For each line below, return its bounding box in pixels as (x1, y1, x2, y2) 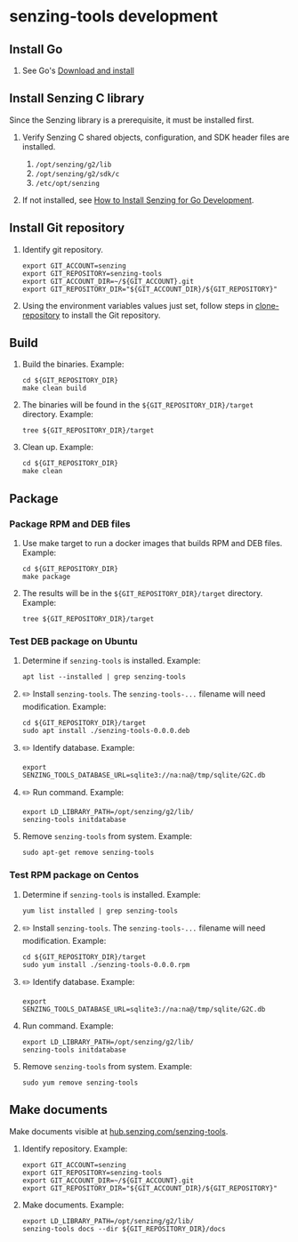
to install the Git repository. (61, 310, 161, 320)
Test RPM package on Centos (9, 869, 140, 882)
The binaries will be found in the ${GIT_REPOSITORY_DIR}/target (21, 399, 254, 410)
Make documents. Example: (21, 1199, 125, 1210)
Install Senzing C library (9, 91, 145, 106)
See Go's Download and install (21, 65, 135, 76)
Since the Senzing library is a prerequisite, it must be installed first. (9, 114, 254, 125)
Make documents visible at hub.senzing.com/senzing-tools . (9, 1125, 229, 1136)
